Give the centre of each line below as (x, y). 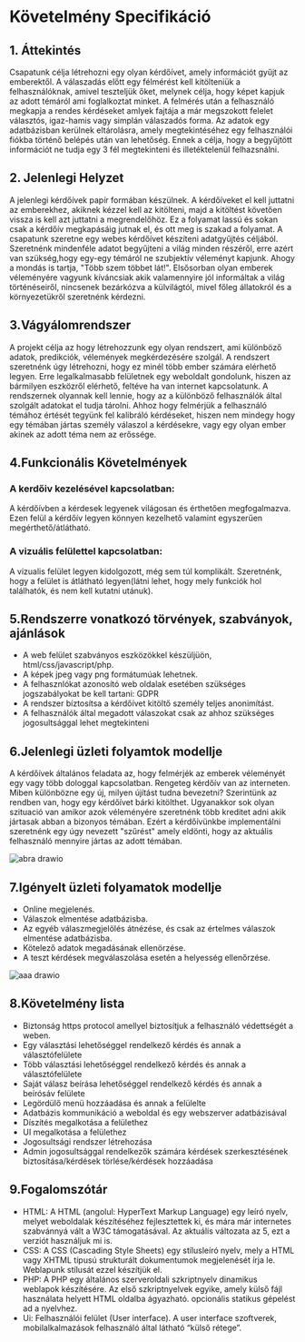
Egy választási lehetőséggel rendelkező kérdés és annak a (132, 1044)
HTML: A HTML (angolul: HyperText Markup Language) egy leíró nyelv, (155, 1211)
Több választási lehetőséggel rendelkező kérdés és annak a (134, 1064)
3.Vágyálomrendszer (70, 325)
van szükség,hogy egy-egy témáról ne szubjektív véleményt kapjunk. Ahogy (152, 257)
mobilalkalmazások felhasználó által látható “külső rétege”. (132, 1327)
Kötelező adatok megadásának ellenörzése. (104, 948)
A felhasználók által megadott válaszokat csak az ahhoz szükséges (148, 713)
